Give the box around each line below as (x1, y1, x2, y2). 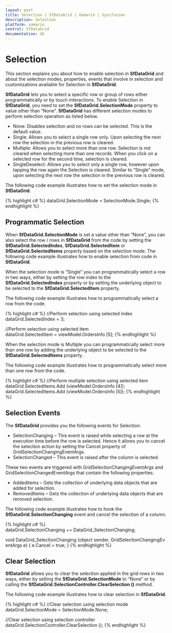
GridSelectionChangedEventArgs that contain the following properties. (5, 469, 155, 475)
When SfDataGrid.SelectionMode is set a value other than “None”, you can (5, 232, 165, 238)
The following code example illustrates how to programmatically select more (5, 362, 167, 368)
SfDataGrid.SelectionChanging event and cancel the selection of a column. (5, 511, 167, 517)
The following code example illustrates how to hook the (5, 506, 122, 512)
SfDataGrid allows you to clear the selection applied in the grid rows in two (5, 570, 164, 577)
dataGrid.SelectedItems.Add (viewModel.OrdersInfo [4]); (5, 383, 125, 389)
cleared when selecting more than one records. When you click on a (12, 150, 158, 157)
